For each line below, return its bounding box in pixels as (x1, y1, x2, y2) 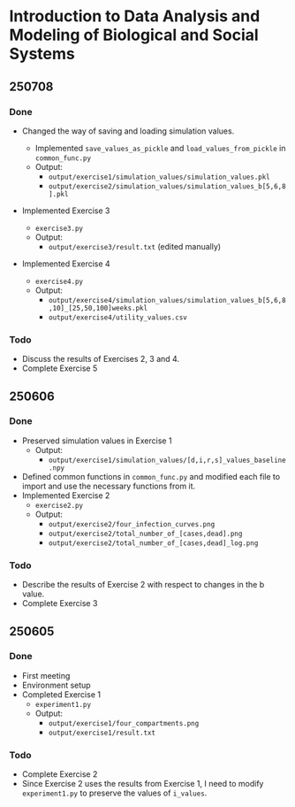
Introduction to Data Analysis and (9, 6, 261, 27)
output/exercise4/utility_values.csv (48, 312, 187, 322)
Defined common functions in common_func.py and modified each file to (21, 471, 281, 481)
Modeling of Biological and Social (9, 25, 259, 45)
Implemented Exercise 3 (21, 205, 110, 216)
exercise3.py (34, 224, 84, 233)
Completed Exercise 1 (21, 688, 102, 700)
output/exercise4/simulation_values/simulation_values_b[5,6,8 (48, 296, 286, 304)
